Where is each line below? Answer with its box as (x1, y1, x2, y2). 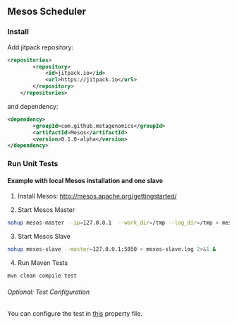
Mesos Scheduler (7, 6, 87, 18)
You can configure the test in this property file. (7, 309, 143, 318)
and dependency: (7, 102, 59, 110)
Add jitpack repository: (7, 42, 74, 52)
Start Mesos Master (17, 206, 75, 214)
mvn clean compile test (7, 272, 78, 280)
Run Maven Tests (17, 259, 68, 267)
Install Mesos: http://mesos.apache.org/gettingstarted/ (17, 192, 177, 201)
